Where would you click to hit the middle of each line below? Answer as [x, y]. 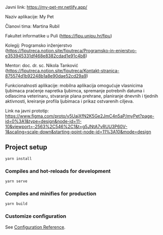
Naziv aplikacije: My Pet [30, 17]
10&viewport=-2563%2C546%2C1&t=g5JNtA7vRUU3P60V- [66, 126]
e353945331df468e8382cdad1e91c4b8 [45, 56]
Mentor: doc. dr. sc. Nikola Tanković [42, 65]
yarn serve [16, 181]
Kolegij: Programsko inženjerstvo [39, 45]
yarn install [19, 158]
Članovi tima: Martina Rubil [32, 26]
